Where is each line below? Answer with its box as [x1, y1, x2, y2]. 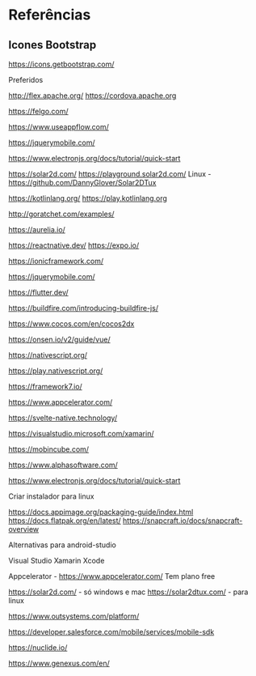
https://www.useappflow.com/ [8, 122, 109, 131]
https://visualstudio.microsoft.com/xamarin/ [8, 429, 154, 438]
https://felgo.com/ [8, 107, 69, 116]
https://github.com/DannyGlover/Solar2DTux [8, 178, 157, 187]
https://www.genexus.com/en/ [8, 658, 111, 668]
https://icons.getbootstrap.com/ [8, 59, 115, 69]
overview [8, 525, 39, 534]
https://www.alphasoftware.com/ [8, 460, 119, 470]
